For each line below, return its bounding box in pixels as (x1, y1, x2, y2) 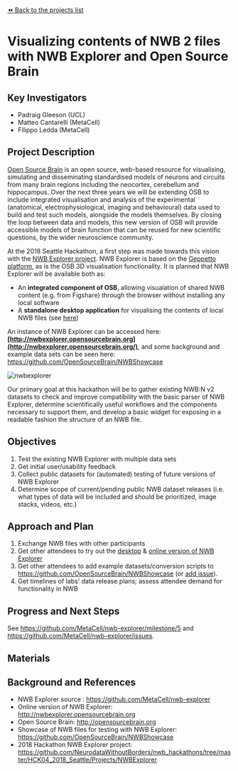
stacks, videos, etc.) (17, 500, 77, 508)
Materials (7, 652, 50, 664)
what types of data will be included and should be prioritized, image (17, 492, 217, 501)
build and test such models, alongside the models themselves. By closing (7, 210, 222, 219)
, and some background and (137, 342, 220, 350)
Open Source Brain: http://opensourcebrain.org (17, 718, 156, 726)
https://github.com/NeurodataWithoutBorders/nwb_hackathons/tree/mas (17, 748, 232, 757)
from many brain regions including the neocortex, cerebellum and (7, 180, 200, 188)
